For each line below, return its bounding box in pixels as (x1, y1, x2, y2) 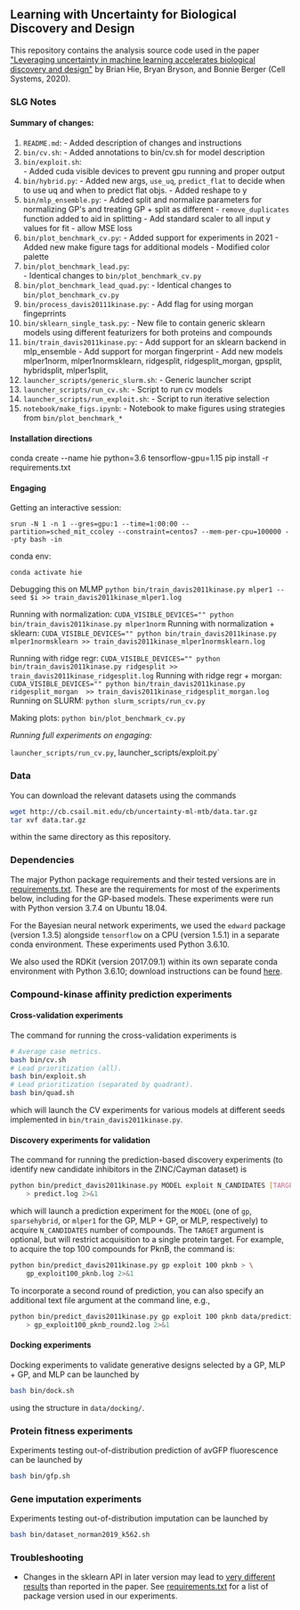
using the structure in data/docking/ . (10, 1402, 145, 1413)
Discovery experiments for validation (10, 1134, 150, 1145)
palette (22, 251, 50, 261)
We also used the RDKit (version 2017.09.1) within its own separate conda (10, 956, 279, 967)
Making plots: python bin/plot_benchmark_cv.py (10, 713, 186, 724)
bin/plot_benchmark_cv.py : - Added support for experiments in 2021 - (22, 232, 280, 243)
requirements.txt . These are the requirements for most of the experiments (10, 884, 281, 894)
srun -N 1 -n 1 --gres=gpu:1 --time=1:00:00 (10, 519, 178, 529)
